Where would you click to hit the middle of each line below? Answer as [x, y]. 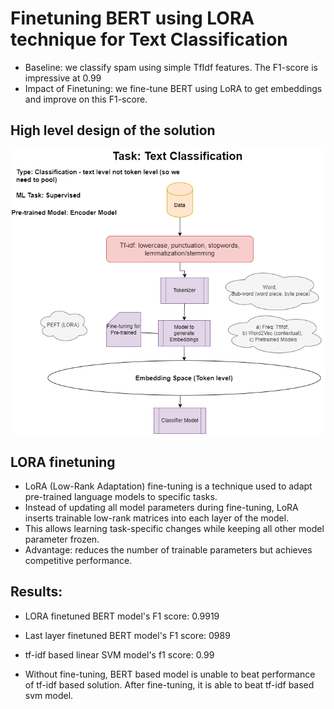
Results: [36, 592]
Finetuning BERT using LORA [132, 18]
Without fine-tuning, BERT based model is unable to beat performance [170, 674]
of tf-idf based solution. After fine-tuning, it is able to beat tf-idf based [169, 684]
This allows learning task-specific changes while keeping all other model [174, 529]
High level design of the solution [113, 130]
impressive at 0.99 [63, 78]
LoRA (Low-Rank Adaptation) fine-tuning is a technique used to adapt [168, 486]
